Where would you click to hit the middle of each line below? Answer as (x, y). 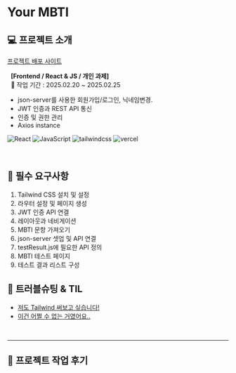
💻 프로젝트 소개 (40, 40)
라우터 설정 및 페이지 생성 (52, 203)
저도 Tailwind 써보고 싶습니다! (58, 307)
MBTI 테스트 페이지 (44, 256)
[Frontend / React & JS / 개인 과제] (60, 76)
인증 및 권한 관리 (40, 117)
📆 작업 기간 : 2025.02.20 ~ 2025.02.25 (65, 85)
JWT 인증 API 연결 (43, 212)
